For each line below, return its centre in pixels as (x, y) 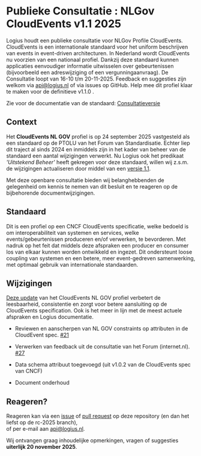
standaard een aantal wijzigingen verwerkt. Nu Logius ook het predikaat (95, 156)
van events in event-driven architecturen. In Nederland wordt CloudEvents (98, 53)
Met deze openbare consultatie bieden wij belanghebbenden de (85, 180)
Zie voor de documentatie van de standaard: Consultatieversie (83, 103)
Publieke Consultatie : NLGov (80, 11)
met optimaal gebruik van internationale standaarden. (72, 264)
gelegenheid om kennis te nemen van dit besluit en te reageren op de (92, 186)
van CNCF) (29, 371)
